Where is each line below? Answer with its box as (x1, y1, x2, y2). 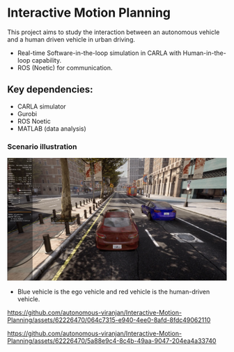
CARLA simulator (17, 102, 66, 111)
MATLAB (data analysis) (17, 124, 87, 133)
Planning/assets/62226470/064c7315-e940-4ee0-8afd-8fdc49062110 (7, 316, 211, 324)
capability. (31, 56, 61, 64)
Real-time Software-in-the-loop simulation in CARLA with (17, 49, 182, 57)
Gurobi (17, 109, 37, 118)
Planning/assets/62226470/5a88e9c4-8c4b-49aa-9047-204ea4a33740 (7, 337, 217, 345)
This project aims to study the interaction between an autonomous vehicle (7, 28, 220, 36)
